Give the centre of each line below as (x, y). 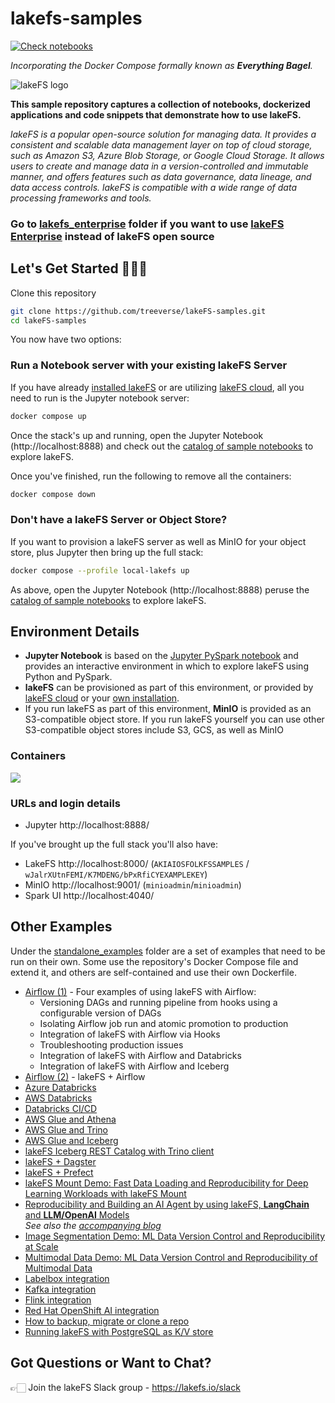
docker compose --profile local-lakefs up (100, 570)
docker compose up (48, 416)
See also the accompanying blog (93, 1225)
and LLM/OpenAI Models (77, 1214)
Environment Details (75, 632)
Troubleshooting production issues (111, 1044)
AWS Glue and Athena (70, 1119)
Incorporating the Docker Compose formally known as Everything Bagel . (161, 65)
